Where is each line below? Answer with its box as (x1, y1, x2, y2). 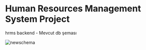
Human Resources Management (5, 3, 141, 14)
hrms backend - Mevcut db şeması (5, 30, 77, 36)
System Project (5, 13, 70, 25)
